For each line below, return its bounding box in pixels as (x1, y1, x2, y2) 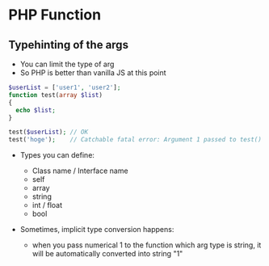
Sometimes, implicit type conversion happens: (19, 225, 174, 234)
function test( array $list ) (8, 91, 103, 99)
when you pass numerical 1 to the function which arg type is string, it (32, 240, 262, 250)
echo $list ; (15, 106, 57, 114)
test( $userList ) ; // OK (8, 128, 89, 137)
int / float (32, 201, 63, 210)
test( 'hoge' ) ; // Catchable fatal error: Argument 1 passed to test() (8, 136, 263, 144)
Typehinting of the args (8, 38, 129, 52)
